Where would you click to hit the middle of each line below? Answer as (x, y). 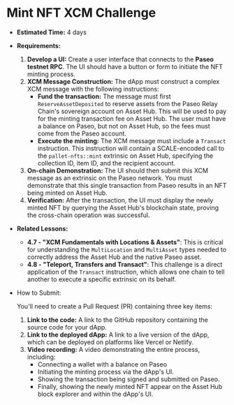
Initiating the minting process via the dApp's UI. (105, 371)
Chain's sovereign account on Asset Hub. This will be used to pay (132, 111)
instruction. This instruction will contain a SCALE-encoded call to (131, 148)
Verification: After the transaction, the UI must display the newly (120, 200)
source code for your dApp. (67, 327)
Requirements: (38, 45)
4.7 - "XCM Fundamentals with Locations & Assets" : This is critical (125, 242)
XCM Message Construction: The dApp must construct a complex (123, 81)
